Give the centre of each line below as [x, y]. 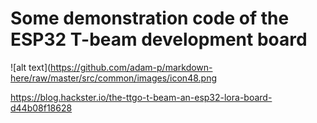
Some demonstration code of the [150, 18]
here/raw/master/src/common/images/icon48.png [113, 78]
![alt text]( [31, 67]
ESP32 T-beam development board [159, 39]
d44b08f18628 [41, 108]
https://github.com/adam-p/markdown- [131, 67]
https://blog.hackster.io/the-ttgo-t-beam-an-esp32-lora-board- [141, 97]
